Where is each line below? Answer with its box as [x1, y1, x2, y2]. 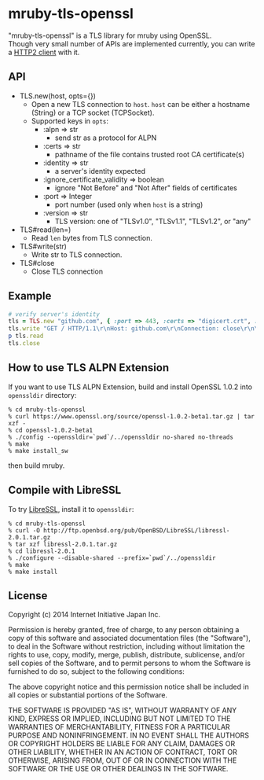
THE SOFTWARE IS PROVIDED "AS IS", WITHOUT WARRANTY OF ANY [8, 705, 237, 716]
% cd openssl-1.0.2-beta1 [8, 426, 93, 434]
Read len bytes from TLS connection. [31, 233, 153, 242]
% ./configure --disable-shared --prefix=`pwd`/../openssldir [8, 554, 216, 562]
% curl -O [8, 526, 41, 535]
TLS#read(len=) [19, 225, 71, 234]
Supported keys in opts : [31, 116, 108, 126]
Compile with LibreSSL [8, 484, 122, 497]
